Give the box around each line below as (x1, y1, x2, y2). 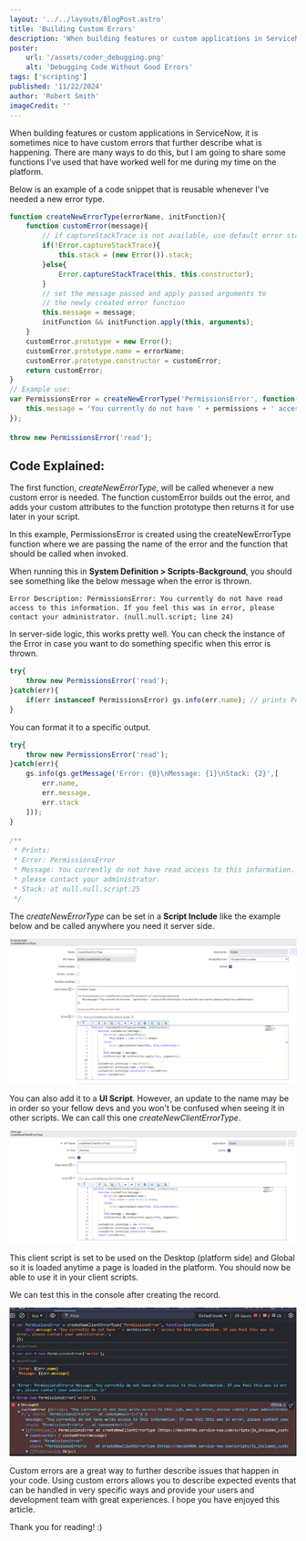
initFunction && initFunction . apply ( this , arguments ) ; (42, 318, 255, 327)
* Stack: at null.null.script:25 (13, 884, 141, 893)
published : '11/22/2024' (9, 82, 104, 91)
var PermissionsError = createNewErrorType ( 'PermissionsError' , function (9, 394, 296, 404)
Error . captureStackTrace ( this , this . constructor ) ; (57, 270, 255, 279)
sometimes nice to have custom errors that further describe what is (9, 137, 262, 148)
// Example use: (9, 385, 71, 394)
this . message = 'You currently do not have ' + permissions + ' (25, 404, 275, 413)
